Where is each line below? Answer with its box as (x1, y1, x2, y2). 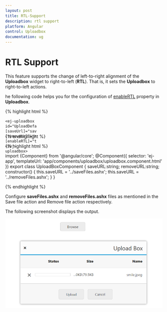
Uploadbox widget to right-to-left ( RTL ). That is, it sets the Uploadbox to (5, 78, 155, 84)
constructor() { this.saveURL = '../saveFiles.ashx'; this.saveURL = (5, 168, 139, 174)
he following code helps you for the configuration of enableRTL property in (5, 93, 159, 99)
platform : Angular (5, 24, 43, 29)
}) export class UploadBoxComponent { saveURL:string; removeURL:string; (5, 163, 160, 169)
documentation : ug (5, 34, 43, 39)
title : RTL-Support (5, 13, 46, 18)
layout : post (5, 8, 32, 13)
